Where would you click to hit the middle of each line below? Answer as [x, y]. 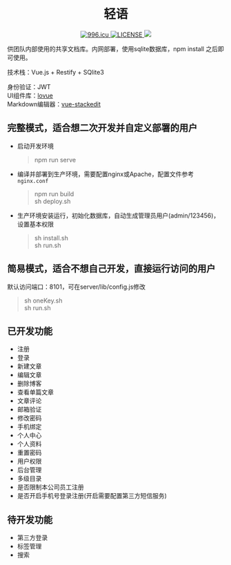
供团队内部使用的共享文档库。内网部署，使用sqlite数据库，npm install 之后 [113, 48]
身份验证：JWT [29, 86]
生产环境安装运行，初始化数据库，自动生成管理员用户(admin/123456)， [118, 216]
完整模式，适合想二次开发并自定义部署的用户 [102, 128]
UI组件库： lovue [30, 95]
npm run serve [55, 160]
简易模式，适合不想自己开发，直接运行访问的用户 [111, 269]
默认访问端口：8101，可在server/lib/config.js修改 [77, 287]
